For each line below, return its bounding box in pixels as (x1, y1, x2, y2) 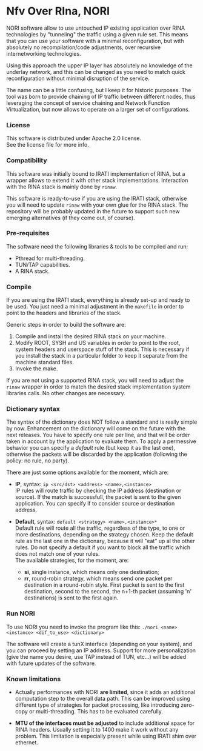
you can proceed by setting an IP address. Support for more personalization (6, 647, 196, 654)
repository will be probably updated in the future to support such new (6, 207, 180, 215)
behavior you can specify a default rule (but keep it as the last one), (6, 444, 176, 452)
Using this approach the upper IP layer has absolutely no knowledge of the (6, 62, 193, 69)
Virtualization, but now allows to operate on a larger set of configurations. (6, 105, 190, 113)
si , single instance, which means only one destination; (24, 569, 159, 576)
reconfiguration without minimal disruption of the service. (6, 75, 150, 82)
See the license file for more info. (6, 141, 89, 149)
